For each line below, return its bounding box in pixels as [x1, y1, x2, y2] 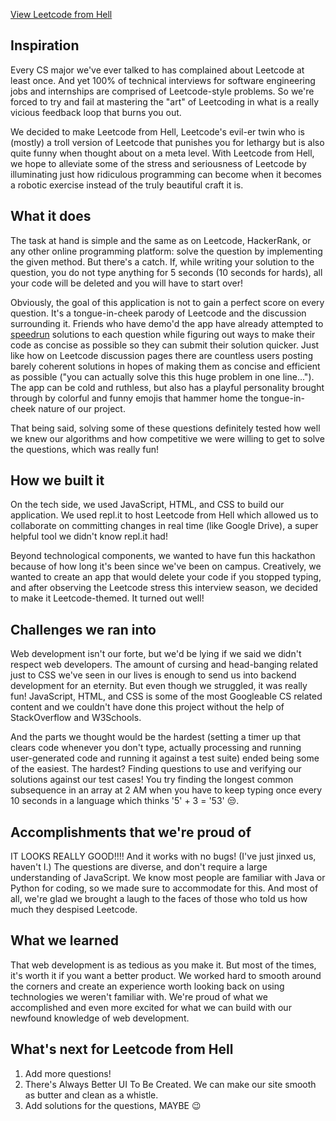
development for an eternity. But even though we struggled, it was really [10, 680, 308, 692]
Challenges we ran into [10, 621, 157, 638]
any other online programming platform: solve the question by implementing [10, 245, 323, 257]
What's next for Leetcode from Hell [10, 1041, 234, 1058]
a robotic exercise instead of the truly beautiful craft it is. [10, 179, 244, 191]
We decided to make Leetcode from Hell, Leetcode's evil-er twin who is [10, 125, 305, 138]
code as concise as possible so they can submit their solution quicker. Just [10, 339, 320, 351]
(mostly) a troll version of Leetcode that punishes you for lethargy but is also [10, 136, 325, 148]
